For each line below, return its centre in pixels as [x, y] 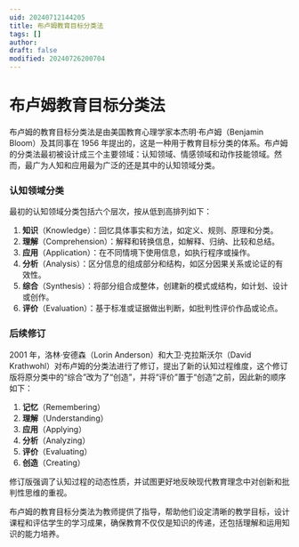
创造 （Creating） [54, 463]
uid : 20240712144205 [48, 17]
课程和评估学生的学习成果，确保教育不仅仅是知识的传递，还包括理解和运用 [145, 522]
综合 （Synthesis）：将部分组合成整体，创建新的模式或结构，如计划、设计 [155, 286]
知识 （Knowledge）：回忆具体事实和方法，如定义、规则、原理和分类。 [150, 230]
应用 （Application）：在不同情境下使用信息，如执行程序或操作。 [138, 253]
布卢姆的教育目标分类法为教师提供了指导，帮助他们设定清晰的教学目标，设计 [149, 511]
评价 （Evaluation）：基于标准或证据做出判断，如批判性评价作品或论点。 [152, 309]
